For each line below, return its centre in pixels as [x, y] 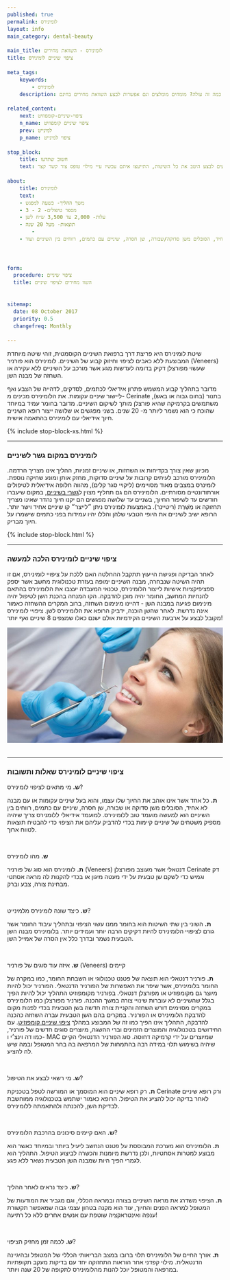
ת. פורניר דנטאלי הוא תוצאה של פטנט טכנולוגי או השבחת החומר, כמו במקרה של [110, 978]
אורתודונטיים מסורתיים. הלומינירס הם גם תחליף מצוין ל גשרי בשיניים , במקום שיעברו [113, 492]
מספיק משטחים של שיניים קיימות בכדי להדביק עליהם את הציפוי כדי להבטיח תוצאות [114, 822]
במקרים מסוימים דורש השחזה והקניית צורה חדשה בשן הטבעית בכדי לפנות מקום [109, 1007]
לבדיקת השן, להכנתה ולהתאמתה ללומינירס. [63, 1106]
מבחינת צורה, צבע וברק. [38, 884]
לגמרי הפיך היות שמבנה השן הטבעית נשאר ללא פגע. [74, 1160]
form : [15, 268]
